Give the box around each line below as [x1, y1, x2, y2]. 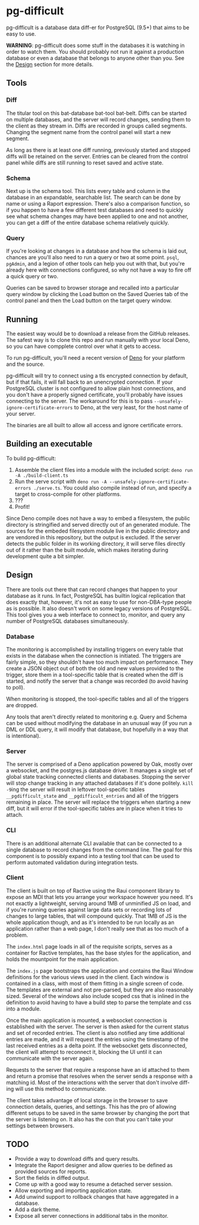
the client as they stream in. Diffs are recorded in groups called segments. [6, 122, 187, 129]
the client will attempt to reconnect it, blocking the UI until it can [6, 1048, 162, 1055]
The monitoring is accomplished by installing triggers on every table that [6, 645, 184, 653]
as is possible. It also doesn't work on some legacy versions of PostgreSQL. [6, 605, 192, 612]
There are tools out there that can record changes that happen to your [6, 586, 178, 593]
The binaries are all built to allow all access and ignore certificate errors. [6, 422, 183, 429]
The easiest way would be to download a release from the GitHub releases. [6, 330, 190, 337]
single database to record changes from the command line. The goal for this [6, 846, 192, 853]
